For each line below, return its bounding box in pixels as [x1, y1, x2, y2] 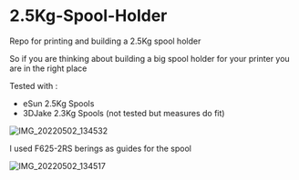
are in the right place [9, 63, 88, 74]
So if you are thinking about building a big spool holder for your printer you [9, 53, 290, 64]
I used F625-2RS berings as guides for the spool [9, 143, 191, 154]
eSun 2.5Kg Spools [22, 97, 95, 109]
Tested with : [9, 80, 58, 91]
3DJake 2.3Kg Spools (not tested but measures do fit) [22, 107, 225, 118]
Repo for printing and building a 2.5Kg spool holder [9, 35, 201, 46]
